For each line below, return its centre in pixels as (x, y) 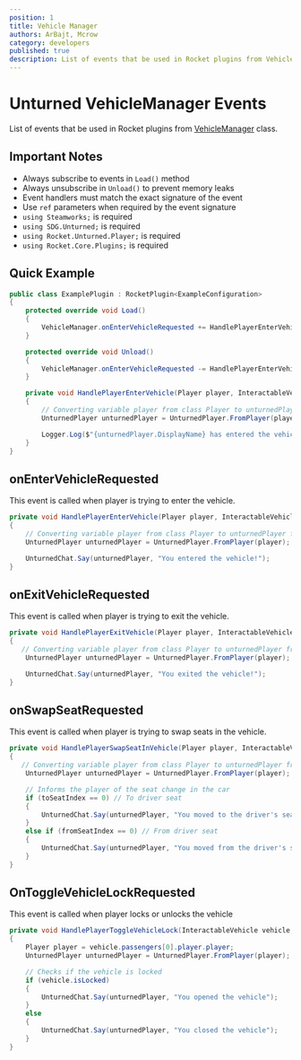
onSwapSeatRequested (77, 710)
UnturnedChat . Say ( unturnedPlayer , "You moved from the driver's (164, 848)
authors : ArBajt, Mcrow (54, 34)
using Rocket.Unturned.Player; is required (101, 235)
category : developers (50, 43)
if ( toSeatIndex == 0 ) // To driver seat (103, 798)
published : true (39, 51)
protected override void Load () (86, 311)
